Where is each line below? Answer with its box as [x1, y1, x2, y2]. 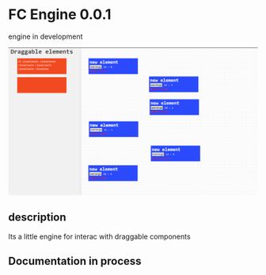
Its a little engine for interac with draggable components [8, 232, 192, 241]
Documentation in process [8, 254, 142, 268]
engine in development [8, 32, 83, 41]
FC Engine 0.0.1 [8, 6, 112, 24]
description [8, 211, 66, 224]
